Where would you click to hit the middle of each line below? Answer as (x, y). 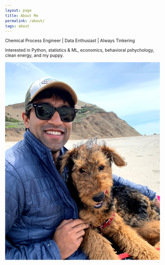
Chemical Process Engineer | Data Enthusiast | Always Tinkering (70, 41)
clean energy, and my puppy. (34, 55)
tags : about (17, 26)
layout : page (18, 10)
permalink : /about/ (25, 21)
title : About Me (22, 16)
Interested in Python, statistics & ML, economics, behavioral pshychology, (80, 50)
